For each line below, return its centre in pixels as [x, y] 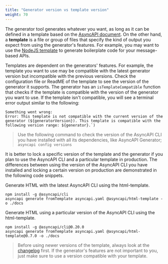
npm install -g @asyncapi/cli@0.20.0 [45, 227]
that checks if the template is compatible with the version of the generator [82, 92]
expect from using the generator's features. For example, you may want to [82, 45]
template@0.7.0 [21, 236]
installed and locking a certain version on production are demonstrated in [81, 170]
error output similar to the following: [42, 103]
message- [147, 50]
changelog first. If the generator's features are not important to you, [88, 250]
